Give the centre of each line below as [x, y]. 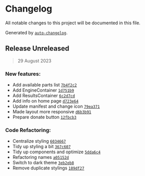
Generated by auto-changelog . [37, 32]
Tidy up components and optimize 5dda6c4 [56, 152]
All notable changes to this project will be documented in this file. [73, 23]
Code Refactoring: [28, 130]
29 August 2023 [34, 61]
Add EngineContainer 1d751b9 [43, 90]
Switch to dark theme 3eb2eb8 [43, 163]
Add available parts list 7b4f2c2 [45, 85]
